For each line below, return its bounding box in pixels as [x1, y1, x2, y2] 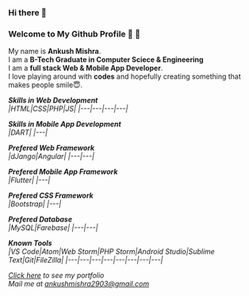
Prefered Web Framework [8, 143, 95, 153]
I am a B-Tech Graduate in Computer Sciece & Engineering [8, 55, 204, 64]
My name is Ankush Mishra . [8, 47, 102, 56]
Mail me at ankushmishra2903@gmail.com [8, 279, 149, 289]
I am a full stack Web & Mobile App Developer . [8, 63, 163, 73]
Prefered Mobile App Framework [8, 167, 118, 177]
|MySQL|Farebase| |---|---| [8, 223, 98, 233]
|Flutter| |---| [8, 175, 51, 185]
